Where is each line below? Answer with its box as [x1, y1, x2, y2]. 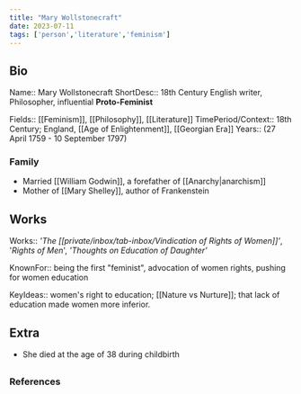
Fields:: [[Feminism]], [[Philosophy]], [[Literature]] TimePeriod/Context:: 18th [9, 114, 292, 125]
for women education [9, 272, 89, 283]
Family [9, 156, 40, 168]
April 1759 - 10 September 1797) [9, 133, 128, 144]
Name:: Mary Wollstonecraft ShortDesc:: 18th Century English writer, [9, 87, 263, 98]
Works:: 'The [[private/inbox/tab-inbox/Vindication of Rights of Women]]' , [9, 236, 283, 246]
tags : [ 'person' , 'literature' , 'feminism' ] [9, 30, 171, 39]
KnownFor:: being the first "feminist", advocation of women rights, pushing [9, 263, 286, 273]
